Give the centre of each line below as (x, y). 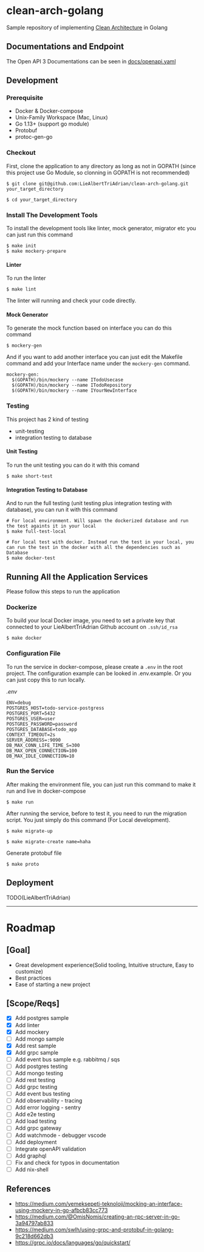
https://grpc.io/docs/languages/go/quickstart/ (73, 1242)
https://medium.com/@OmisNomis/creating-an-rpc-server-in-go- (97, 1217)
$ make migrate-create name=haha (49, 841)
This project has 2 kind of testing (48, 419)
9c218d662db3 (34, 1236)
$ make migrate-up (29, 831)
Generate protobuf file (34, 853)
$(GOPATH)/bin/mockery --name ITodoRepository (72, 385)
